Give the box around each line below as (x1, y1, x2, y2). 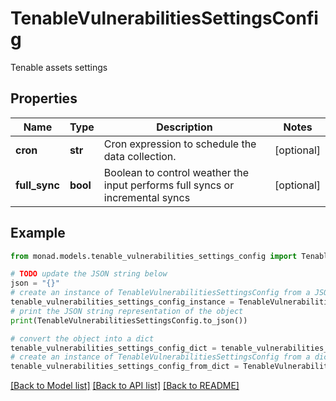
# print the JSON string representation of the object (10, 306, 244, 316)
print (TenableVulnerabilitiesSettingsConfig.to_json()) (10, 315, 248, 326)
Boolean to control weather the (103, 165, 250, 179)
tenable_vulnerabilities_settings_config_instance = (10, 297, 235, 307)
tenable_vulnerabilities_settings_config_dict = (10, 343, 217, 353)
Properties (10, 90, 78, 107)
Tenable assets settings (10, 61, 108, 73)
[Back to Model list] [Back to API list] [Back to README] (10, 380, 240, 392)
